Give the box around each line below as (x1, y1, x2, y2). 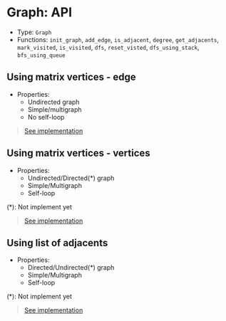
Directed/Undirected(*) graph (27, 263, 115, 272)
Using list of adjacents (6, 236, 108, 249)
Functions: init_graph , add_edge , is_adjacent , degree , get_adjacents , (16, 35, 219, 43)
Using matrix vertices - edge (6, 71, 136, 83)
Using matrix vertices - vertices (6, 147, 150, 159)
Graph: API (6, 4, 73, 21)
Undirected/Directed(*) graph (27, 174, 115, 182)
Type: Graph (16, 28, 52, 36)
